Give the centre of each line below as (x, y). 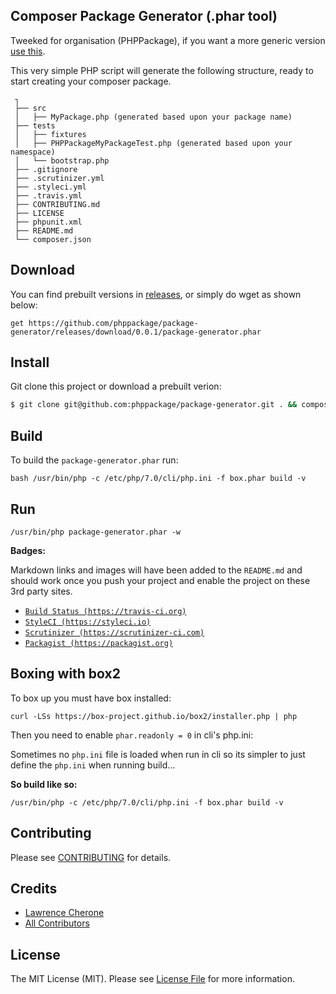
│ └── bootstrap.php (62, 160)
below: (24, 305)
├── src (30, 108)
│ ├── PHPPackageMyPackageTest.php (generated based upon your (153, 143)
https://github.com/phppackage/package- (113, 323)
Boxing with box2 (65, 674)
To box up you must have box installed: (91, 698)
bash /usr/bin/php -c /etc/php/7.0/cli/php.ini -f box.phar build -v (158, 479)
